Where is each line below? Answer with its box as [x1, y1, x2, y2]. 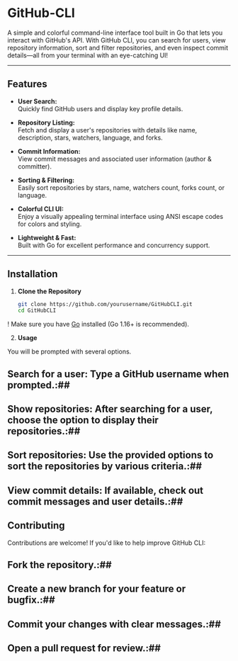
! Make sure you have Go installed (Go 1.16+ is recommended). [7, 320, 190, 329]
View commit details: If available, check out [7, 484, 204, 497]
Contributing [7, 519, 65, 532]
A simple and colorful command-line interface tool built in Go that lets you [7, 28, 223, 37]
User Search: [17, 97, 58, 106]
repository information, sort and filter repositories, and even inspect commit [7, 43, 229, 52]
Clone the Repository [17, 287, 81, 295]
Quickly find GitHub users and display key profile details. [17, 104, 183, 113]
